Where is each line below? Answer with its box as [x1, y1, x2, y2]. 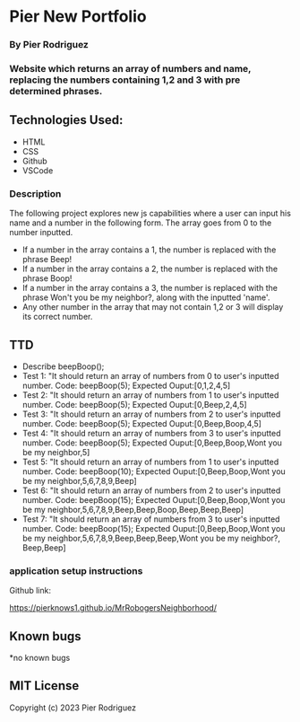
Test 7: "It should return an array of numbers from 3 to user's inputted [21, 514, 280, 524]
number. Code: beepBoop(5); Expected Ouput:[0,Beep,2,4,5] [21, 399, 248, 409]
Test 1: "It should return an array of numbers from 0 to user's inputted [21, 370, 279, 381]
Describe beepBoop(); [21, 361, 105, 372]
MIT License [9, 678, 80, 693]
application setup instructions [9, 564, 143, 577]
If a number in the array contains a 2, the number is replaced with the [21, 263, 279, 275]
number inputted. [9, 227, 73, 238]
